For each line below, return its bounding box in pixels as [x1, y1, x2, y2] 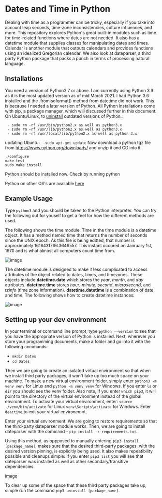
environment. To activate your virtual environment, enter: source [5, 399, 133, 405]
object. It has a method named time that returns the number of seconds [5, 232, 147, 238]
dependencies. [5, 464, 35, 469]
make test [5, 158, 25, 163]
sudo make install [5, 162, 42, 168]
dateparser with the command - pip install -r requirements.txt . [5, 429, 138, 435]
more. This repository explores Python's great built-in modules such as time [5, 30, 156, 35]
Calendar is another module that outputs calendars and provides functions [5, 45, 153, 51]
